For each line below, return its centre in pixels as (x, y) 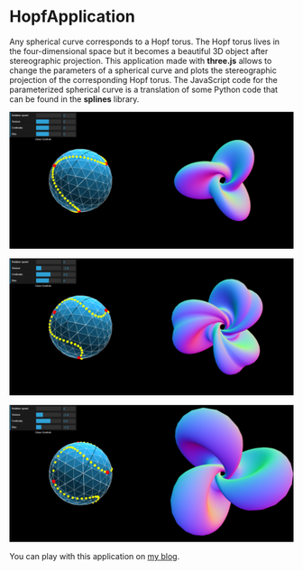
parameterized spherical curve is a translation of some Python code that (143, 89)
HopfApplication (72, 17)
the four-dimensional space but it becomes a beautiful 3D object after (139, 51)
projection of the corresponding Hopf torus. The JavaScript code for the (143, 79)
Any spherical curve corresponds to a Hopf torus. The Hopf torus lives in (145, 41)
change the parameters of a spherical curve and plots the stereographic (143, 70)
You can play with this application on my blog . (95, 557)
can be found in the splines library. (74, 99)
